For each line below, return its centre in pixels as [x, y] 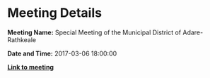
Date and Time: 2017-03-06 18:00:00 [62, 53]
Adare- [193, 32]
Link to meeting [31, 67]
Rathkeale [22, 39]
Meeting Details [55, 13]
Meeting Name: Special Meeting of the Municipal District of [94, 32]
